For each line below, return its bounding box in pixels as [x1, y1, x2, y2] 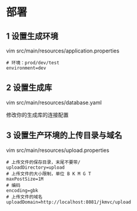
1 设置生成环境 [6, 31, 59, 41]
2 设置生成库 [6, 83, 52, 93]
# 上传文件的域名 [6, 194, 43, 200]
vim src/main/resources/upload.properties [6, 147, 110, 154]
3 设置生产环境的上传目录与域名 [6, 131, 123, 141]
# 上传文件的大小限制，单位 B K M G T [6, 170, 91, 176]
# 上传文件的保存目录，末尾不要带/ [6, 159, 81, 165]
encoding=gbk [6, 187, 39, 194]
